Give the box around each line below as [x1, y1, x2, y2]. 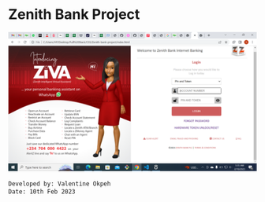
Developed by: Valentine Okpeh [8, 180, 111, 188]
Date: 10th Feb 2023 [8, 188, 77, 196]
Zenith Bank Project [8, 6, 140, 24]
